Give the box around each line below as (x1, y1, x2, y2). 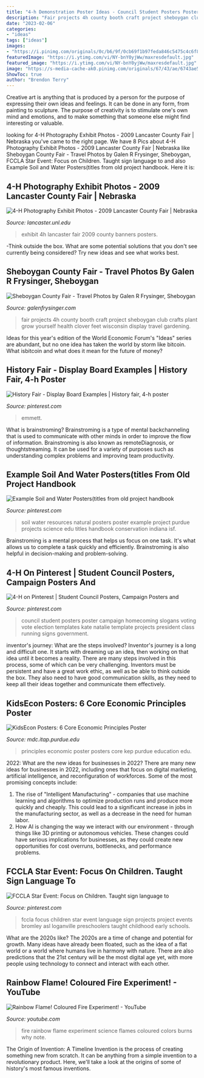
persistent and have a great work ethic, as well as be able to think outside (6, 668, 190, 675)
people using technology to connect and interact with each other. (6, 960, 170, 967)
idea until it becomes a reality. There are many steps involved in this (6, 654, 176, 662)
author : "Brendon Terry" (6, 77, 69, 83)
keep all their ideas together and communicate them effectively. (6, 681, 166, 688)
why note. (21, 1034, 47, 1041)
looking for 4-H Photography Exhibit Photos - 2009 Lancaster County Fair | (6, 132, 194, 139)
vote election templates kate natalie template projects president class (21, 623, 195, 631)
